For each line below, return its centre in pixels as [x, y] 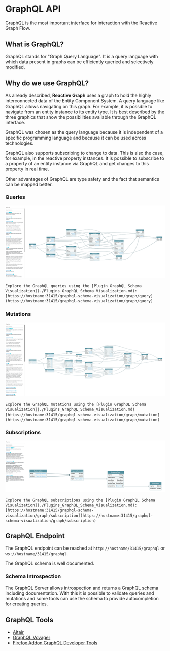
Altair [18, 632]
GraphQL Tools [29, 620]
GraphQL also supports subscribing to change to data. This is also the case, [84, 153]
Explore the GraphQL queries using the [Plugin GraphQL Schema [74, 286]
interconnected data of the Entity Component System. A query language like [85, 101]
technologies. [20, 143]
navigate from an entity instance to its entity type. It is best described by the [85, 112]
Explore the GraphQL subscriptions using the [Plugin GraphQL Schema [80, 500]
